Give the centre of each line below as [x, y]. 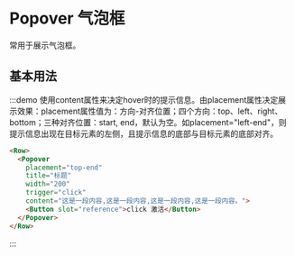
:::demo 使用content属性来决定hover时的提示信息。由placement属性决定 [144, 99]
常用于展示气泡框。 [45, 45]
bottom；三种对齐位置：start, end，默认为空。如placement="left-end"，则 [148, 122]
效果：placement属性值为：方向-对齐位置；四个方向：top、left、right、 [150, 111]
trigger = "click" [56, 193]
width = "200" [48, 184]
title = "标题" [49, 176]
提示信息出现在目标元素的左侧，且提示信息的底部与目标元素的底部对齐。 [143, 133]
